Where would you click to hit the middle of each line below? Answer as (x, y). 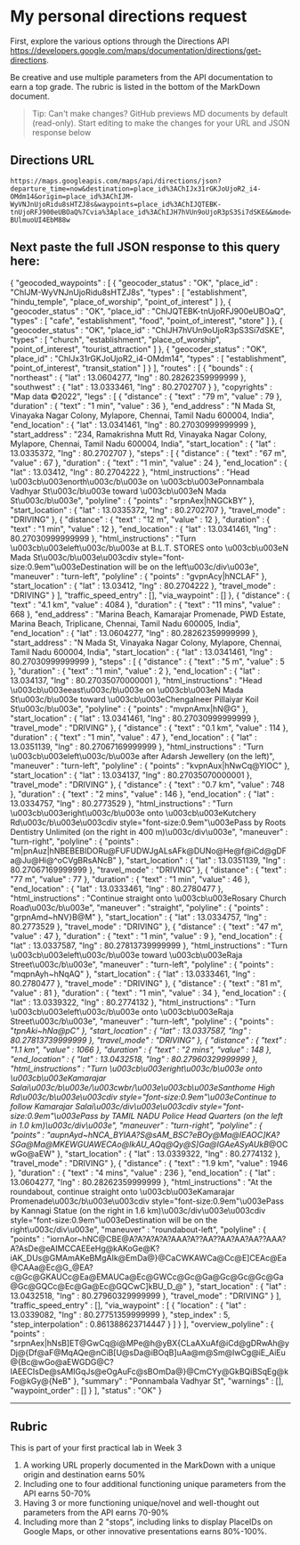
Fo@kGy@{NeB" (41, 1381)
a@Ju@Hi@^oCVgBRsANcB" (63, 860)
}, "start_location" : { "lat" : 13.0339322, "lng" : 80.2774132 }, (169, 1153)
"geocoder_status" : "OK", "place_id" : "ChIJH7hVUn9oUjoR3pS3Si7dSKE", (148, 330)
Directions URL (52, 161)
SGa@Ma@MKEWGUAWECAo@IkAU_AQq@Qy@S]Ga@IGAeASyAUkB (140, 1144)
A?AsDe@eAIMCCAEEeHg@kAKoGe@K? (85, 1248)
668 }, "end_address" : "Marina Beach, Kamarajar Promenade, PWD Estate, (148, 614)
